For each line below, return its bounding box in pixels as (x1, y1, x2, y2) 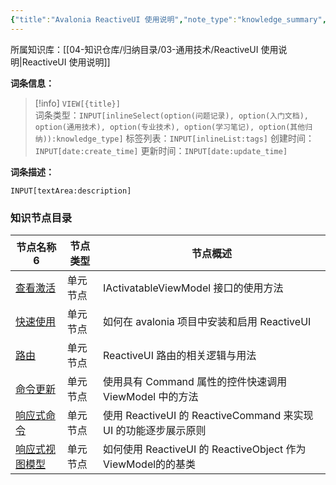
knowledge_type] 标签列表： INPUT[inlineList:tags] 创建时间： (56, 132, 315, 144)
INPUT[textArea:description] (10, 186, 132, 196)
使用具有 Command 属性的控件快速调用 (103, 374, 288, 388)
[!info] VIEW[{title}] (34, 97, 121, 109)
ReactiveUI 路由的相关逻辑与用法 (103, 348, 257, 362)
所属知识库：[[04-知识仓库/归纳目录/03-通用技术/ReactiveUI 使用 (10, 43, 279, 55)
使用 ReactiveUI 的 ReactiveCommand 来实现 (103, 408, 314, 422)
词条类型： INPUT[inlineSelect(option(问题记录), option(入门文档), (34, 109, 309, 121)
